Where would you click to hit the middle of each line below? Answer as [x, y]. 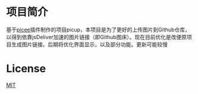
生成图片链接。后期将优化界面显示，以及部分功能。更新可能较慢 [89, 44]
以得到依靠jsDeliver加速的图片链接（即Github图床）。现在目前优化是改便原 [97, 37]
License [26, 69]
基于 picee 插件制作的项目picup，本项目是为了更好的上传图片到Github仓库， [98, 30]
